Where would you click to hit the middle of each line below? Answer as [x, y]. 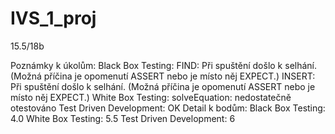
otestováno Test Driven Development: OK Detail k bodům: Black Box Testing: [168, 108]
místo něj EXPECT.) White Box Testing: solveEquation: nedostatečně [151, 97]
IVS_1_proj [53, 18]
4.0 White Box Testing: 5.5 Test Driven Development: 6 [123, 118]
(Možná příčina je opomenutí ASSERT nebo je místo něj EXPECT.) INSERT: [163, 76]
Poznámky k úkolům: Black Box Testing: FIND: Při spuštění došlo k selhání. [164, 65]
